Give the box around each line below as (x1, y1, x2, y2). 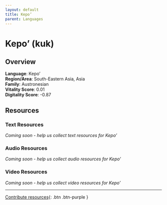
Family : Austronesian (5, 81, 49, 87)
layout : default (5, 7, 39, 12)
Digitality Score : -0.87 (5, 92, 51, 98)
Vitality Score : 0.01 (5, 86, 45, 92)
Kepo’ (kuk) (5, 38, 54, 49)
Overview (5, 58, 36, 66)
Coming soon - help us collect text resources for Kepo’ (5, 133, 117, 138)
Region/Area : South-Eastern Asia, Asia (5, 76, 85, 82)
